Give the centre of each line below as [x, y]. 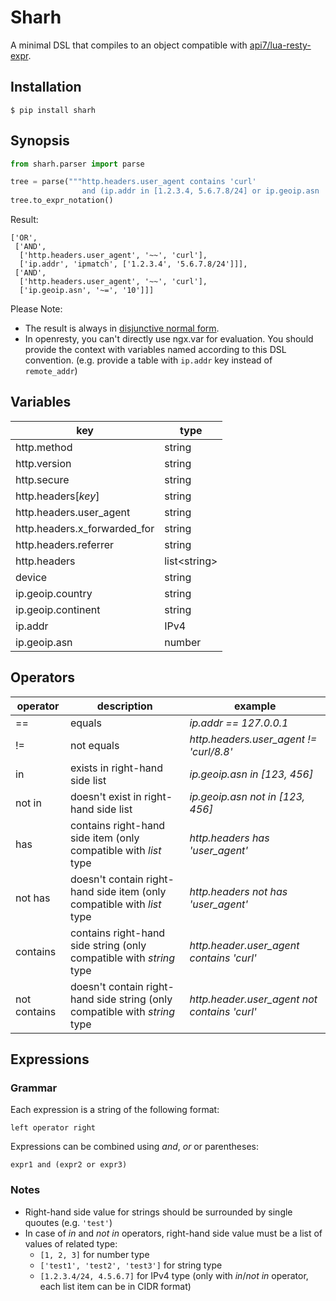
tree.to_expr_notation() [62, 201]
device [31, 577]
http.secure [42, 479]
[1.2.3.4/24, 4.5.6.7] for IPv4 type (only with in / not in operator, [174, 1275]
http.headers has [229, 838]
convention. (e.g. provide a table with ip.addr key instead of [148, 360]
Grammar [34, 1088]
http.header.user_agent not [253, 999]
